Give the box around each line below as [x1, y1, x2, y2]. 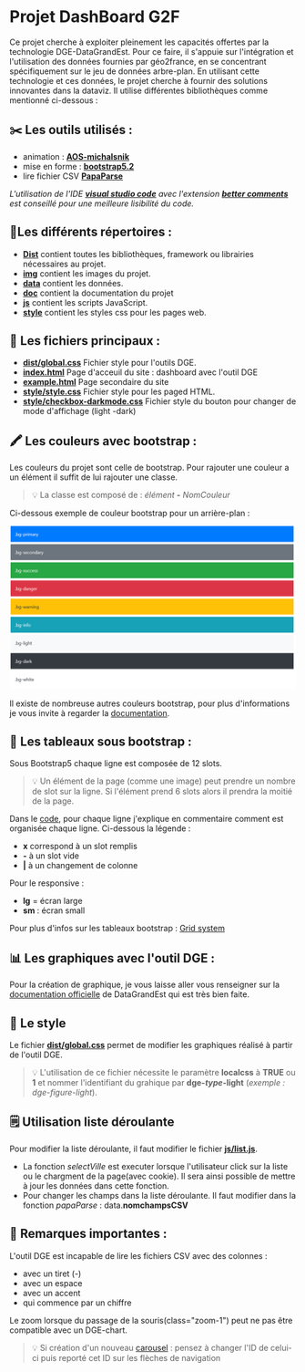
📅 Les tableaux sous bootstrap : [9, 734, 193, 750]
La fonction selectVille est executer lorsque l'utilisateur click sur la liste [22, 1160, 289, 1171]
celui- [269, 1342, 293, 1353]
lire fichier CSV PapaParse [22, 171, 124, 182]
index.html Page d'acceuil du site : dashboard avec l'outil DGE [22, 367, 258, 378]
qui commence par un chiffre [22, 1297, 132, 1308]
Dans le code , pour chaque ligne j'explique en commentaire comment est [9, 814, 284, 825]
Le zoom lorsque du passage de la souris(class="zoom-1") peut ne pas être [9, 1315, 293, 1325]
